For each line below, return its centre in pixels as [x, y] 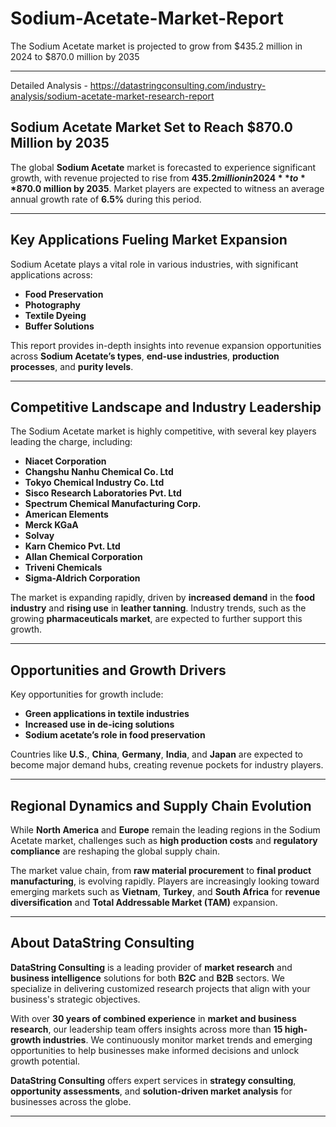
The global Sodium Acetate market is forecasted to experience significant [163, 167]
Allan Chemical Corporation [83, 557]
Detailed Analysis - [49, 85]
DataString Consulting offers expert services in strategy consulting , [153, 1080]
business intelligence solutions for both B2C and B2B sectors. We [148, 978]
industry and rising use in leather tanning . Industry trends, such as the [158, 608]
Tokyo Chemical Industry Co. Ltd [94, 483]
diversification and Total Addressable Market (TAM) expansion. [144, 902]
